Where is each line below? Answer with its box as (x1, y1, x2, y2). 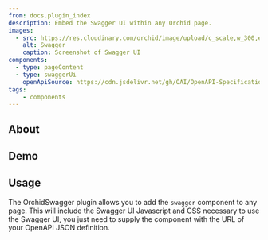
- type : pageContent (15, 64, 84, 72)
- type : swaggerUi (15, 71, 77, 79)
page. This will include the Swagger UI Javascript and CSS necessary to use (8, 206, 260, 215)
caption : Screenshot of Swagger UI (22, 48, 141, 56)
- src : (15, 33, 37, 42)
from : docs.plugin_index (8, 11, 91, 20)
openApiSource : (22, 78, 73, 86)
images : (8, 26, 34, 34)
